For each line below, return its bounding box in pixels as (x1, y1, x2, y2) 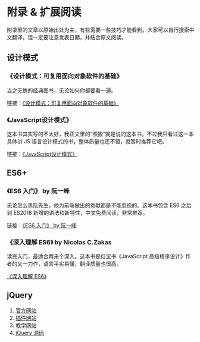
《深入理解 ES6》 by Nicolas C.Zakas (7, 238, 112, 246)
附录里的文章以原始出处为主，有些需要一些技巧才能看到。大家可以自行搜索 (7, 26, 189, 33)
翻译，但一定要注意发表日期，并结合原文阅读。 (11, 33, 127, 40)
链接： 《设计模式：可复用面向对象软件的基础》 (7, 99, 119, 106)
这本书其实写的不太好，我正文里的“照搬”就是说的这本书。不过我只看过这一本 (7, 130, 194, 137)
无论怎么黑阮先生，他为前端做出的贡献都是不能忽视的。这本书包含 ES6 (7, 202, 180, 209)
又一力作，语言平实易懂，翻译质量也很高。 (17, 260, 121, 267)
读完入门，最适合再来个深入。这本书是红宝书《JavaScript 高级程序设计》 (7, 252, 186, 259)
